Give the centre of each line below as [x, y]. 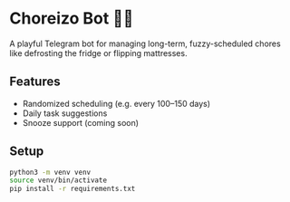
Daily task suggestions [65, 113]
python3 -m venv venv [50, 172]
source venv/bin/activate [58, 180]
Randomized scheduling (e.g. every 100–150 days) [116, 103]
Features [35, 82]
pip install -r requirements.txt [72, 189]
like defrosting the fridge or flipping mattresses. [98, 53]
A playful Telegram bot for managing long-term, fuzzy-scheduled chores [145, 43]
